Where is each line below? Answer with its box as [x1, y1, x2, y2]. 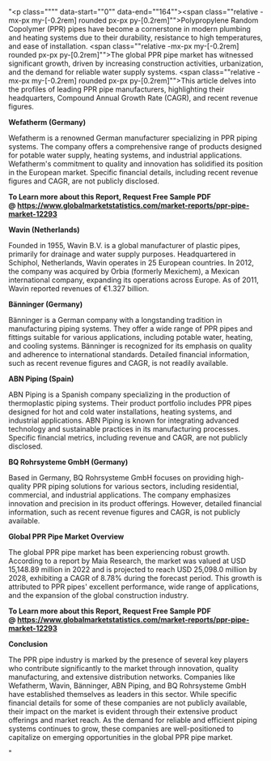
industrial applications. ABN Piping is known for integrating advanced [8, 415, 239, 425]
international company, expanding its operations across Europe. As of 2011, [8, 275, 259, 285]
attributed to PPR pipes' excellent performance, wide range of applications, [8, 582, 260, 591]
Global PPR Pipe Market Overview [8, 531, 125, 541]
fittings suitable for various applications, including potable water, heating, [8, 333, 253, 342]
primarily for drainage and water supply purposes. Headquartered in [8, 249, 236, 259]
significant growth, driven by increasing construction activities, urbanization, [8, 58, 264, 68]
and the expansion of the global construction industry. [8, 591, 189, 600]
